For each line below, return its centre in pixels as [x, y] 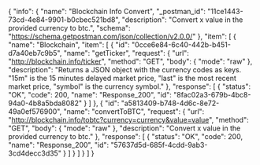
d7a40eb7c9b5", [35, 53]
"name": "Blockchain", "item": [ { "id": [69, 45]
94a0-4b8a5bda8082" [45, 103]
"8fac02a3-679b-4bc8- [212, 95]
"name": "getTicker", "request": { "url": [126, 53]
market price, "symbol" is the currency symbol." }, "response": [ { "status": [129, 86]
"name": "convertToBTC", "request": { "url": [134, 112]
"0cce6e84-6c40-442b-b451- [181, 45]
